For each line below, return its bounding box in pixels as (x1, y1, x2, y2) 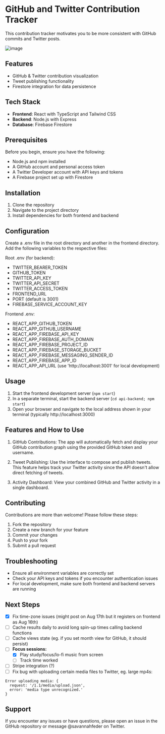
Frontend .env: (5, 311, 35, 317)
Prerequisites (5, 135, 48, 144)
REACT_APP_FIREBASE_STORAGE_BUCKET (12, 347, 102, 353)
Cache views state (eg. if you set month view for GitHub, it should (12, 635, 147, 641)
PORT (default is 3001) (12, 296, 59, 302)
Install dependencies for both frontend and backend (12, 212, 119, 219)
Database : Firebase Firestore (12, 122, 72, 127)
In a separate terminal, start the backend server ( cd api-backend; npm (12, 395, 155, 401)
